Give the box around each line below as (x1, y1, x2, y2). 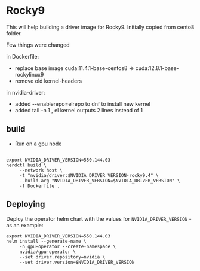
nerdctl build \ (6, 162, 47, 168)
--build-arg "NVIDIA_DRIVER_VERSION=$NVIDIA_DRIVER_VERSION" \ (19, 178, 180, 184)
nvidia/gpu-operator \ (19, 249, 76, 255)
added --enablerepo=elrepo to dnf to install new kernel (14, 100, 151, 108)
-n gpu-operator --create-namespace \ (19, 243, 116, 249)
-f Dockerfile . (19, 183, 60, 189)
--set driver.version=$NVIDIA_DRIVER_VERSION (19, 259, 135, 265)
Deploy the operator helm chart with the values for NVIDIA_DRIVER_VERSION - (6, 215, 192, 222)
